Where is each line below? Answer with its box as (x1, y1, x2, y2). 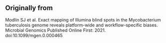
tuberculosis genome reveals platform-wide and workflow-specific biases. (5, 22, 158, 28)
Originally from (5, 4, 53, 12)
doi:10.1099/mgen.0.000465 (5, 32, 63, 38)
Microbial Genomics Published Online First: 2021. (5, 27, 106, 33)
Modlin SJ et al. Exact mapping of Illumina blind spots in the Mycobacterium (5, 17, 161, 22)
